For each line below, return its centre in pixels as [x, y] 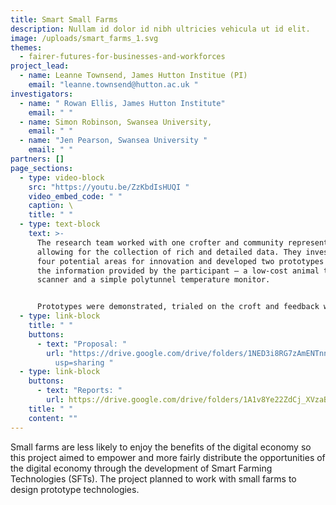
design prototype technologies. [75, 489]
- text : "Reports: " [79, 391]
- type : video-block [62, 177]
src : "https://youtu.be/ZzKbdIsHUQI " [109, 187]
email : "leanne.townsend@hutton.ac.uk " [113, 85]
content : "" [53, 418]
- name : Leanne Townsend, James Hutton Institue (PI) [133, 76]
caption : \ [51, 206]
